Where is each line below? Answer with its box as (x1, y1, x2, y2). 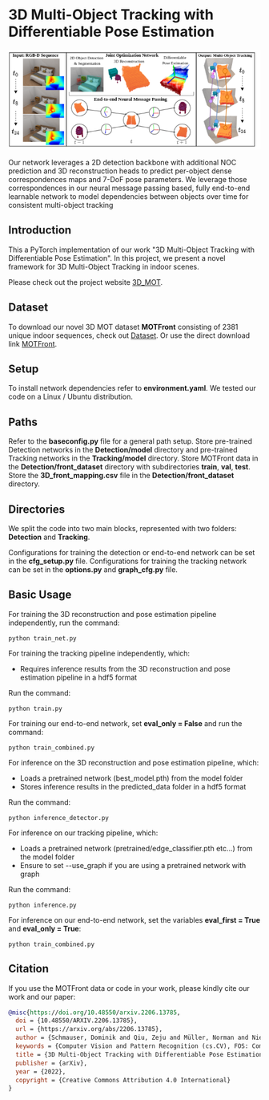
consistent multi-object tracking (8, 200, 114, 209)
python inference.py (8, 901, 78, 909)
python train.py (8, 704, 62, 712)
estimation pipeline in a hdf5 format (19, 672, 138, 682)
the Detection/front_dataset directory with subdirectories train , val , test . (8, 462, 251, 472)
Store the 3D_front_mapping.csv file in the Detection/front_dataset (8, 471, 235, 481)
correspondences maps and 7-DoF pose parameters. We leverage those (8, 174, 247, 184)
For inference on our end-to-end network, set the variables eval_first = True (8, 915, 261, 924)
